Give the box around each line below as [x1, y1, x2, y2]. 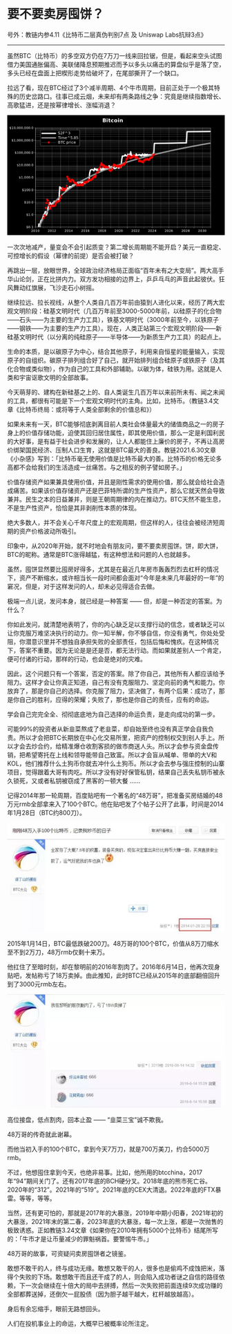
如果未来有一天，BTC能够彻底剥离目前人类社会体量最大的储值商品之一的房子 [7, 420, 225, 428]
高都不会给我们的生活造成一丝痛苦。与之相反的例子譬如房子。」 [7, 464, 186, 472]
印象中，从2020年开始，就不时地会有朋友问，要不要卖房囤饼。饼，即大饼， [7, 542, 222, 550]
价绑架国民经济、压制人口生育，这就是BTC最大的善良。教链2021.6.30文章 [7, 446, 216, 455]
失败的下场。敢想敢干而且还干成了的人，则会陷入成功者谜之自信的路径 [19, 1273, 219, 1281]
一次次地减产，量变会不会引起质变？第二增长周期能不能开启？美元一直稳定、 [7, 243, 225, 251]
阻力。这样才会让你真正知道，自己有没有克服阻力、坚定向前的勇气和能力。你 [7, 678, 225, 687]
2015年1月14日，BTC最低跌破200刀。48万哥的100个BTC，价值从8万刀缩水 [7, 940, 220, 948]
